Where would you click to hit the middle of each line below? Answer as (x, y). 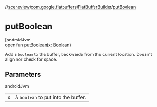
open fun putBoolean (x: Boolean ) (38, 45)
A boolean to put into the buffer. (50, 97)
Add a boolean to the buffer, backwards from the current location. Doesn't (78, 54)
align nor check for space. (31, 59)
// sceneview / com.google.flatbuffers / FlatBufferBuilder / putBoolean (71, 7)
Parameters (23, 74)
